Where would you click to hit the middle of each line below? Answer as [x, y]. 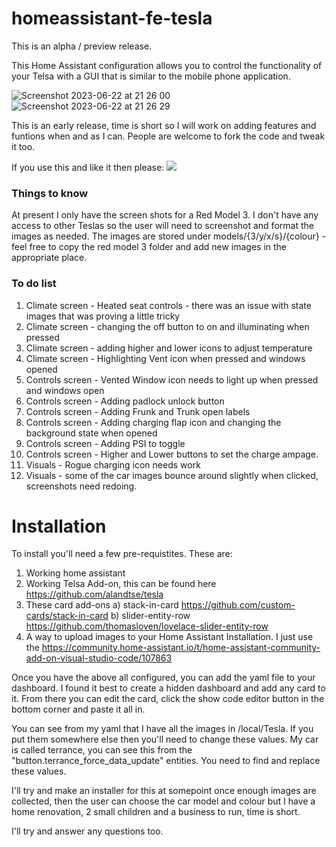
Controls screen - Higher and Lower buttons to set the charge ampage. [172, 454]
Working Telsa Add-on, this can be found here [121, 584]
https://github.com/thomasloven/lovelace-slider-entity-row [147, 626]
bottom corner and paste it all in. [78, 709]
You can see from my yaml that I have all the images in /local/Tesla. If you [162, 729]
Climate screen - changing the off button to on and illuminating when [167, 326]
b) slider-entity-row [150, 616]
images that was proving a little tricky [103, 316]
